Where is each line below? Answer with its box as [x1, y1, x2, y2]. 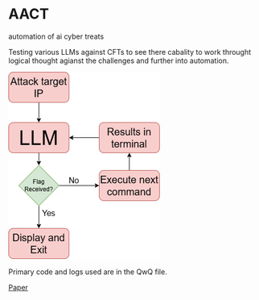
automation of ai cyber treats [8, 31, 105, 41]
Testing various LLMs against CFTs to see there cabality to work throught [8, 47, 252, 56]
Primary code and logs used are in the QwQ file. [8, 267, 167, 277]
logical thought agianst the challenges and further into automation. [8, 56, 229, 65]
